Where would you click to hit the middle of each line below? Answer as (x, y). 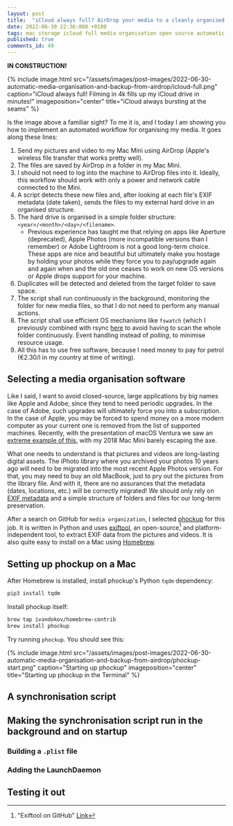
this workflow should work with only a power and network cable (109, 180)
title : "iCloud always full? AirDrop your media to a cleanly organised (116, 20)
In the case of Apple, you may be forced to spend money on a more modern (115, 418)
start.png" (21, 667)
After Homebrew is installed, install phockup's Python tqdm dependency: (110, 581)
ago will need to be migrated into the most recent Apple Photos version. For (115, 468)
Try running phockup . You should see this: (66, 639)
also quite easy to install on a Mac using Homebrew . (81, 542)
